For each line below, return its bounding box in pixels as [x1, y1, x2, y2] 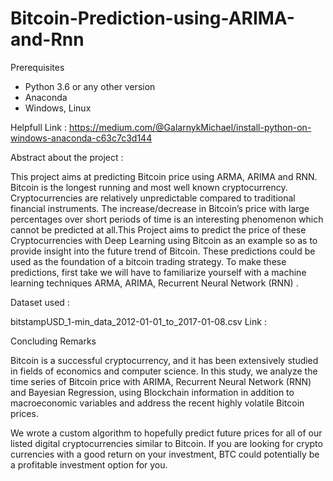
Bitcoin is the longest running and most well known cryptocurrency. [10, 181, 288, 193]
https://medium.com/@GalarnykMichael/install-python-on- [68, 121, 312, 133]
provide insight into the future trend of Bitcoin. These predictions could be [10, 245, 316, 257]
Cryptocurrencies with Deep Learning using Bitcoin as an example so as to [10, 234, 318, 246]
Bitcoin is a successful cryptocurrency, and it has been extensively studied [10, 354, 319, 366]
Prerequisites [10, 61, 65, 73]
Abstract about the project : [10, 151, 124, 163]
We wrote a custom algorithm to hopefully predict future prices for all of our [10, 427, 323, 439]
